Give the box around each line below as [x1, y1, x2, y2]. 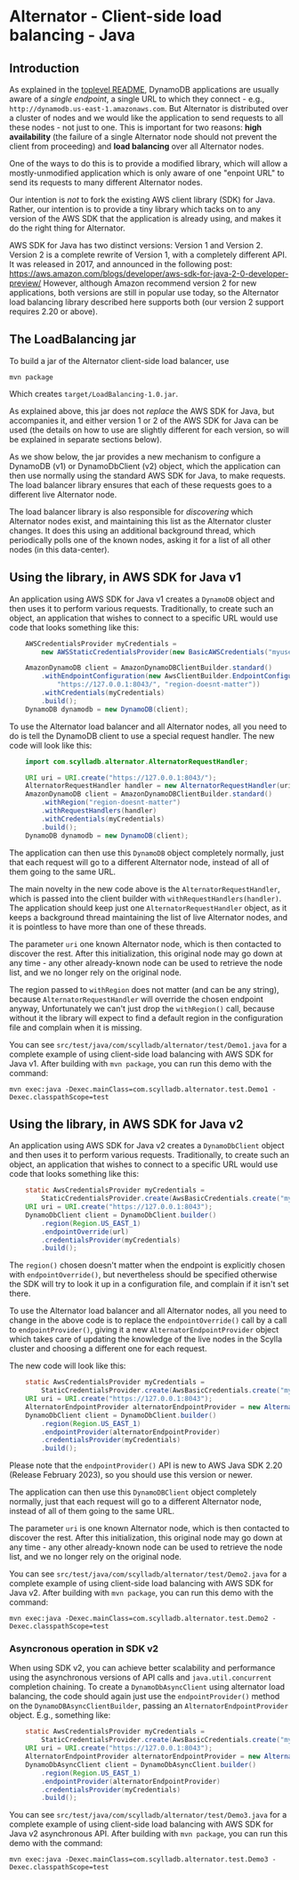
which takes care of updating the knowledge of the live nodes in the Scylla [9, 1333, 283, 1345]
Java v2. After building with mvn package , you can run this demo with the [9, 1587, 274, 1599]
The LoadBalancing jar [9, 332, 136, 347]
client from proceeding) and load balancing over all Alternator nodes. [9, 141, 264, 151]
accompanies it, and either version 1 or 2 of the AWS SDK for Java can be [9, 415, 279, 425]
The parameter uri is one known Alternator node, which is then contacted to [9, 1523, 290, 1534]
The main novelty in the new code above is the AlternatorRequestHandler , [9, 883, 280, 894]
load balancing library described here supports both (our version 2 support [9, 296, 285, 307]
